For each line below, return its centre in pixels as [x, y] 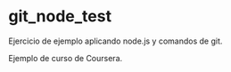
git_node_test [60, 16]
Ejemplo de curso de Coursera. [66, 58]
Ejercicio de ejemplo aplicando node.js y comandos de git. [115, 41]
